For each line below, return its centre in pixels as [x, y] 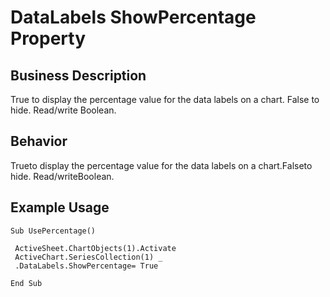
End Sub [26, 283]
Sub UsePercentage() [53, 231]
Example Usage [60, 207]
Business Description [78, 75]
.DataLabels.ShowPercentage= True [86, 266]
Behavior [39, 141]
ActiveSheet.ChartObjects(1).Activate [95, 248]
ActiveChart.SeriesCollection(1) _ [88, 257]
